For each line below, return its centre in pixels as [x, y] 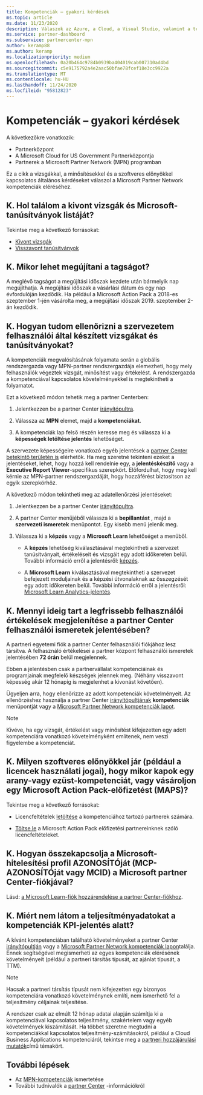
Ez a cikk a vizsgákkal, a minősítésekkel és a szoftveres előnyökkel [90, 174]
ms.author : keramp [29, 51]
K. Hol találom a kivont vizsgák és [71, 206]
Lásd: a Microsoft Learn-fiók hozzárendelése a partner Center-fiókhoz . [95, 896]
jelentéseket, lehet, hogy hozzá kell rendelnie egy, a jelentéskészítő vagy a [100, 463]
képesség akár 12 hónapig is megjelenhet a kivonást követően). [85, 682]
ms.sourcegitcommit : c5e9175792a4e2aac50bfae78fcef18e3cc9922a [88, 68]
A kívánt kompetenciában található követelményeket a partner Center [92, 940]
